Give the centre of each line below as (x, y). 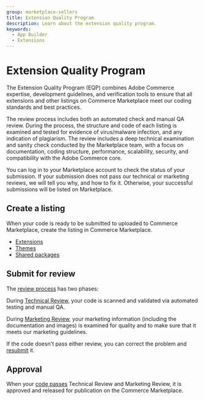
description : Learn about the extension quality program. (82, 23)
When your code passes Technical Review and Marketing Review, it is (94, 384)
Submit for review (41, 274)
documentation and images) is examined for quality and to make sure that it (101, 325)
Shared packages (37, 254)
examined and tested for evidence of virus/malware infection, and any (94, 131)
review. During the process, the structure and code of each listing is (92, 125)
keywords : (19, 29)
